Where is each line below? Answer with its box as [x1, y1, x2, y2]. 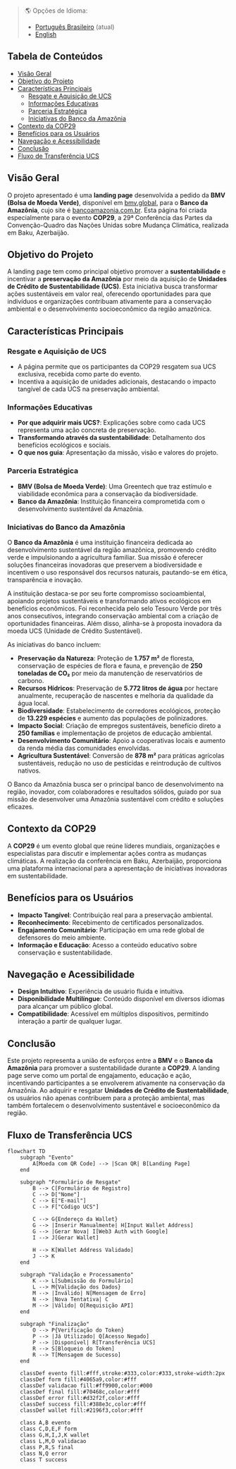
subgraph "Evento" [20, 1154, 74, 1162]
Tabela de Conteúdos [7, 51, 104, 63]
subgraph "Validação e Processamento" [20, 1272, 134, 1279]
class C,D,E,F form [20, 1425, 77, 1433]
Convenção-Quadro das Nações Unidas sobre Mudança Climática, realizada [7, 221, 229, 229]
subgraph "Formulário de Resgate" [20, 1179, 121, 1186]
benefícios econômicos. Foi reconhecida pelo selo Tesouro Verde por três [7, 604, 222, 613]
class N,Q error [20, 1450, 68, 1458]
